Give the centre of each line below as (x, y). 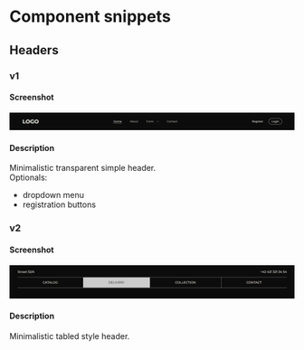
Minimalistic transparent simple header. (83, 168)
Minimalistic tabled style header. (70, 336)
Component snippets (90, 17)
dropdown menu (53, 195)
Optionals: (28, 177)
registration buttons (59, 204)
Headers (34, 50)
